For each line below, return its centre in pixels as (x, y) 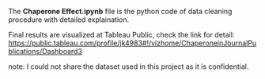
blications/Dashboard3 (45, 51)
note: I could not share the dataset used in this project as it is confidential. (129, 66)
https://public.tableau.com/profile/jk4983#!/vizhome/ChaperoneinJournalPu (132, 43)
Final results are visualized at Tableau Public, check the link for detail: (121, 35)
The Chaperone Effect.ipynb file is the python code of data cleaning (120, 11)
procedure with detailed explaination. (69, 20)
